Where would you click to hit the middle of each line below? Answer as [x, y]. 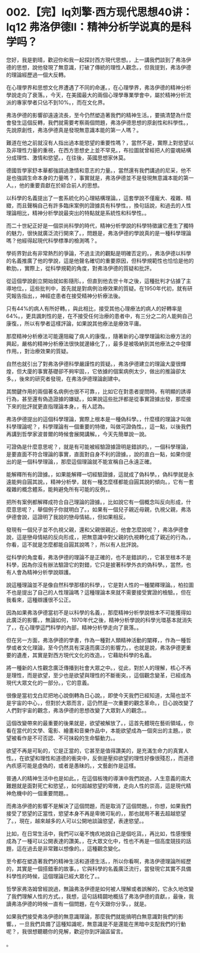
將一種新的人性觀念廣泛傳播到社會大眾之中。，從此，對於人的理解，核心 [93, 667]
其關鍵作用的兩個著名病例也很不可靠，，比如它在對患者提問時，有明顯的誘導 [99, 391]
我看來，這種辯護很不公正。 [40, 600]
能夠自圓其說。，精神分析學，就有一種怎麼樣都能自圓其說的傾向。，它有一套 [102, 482]
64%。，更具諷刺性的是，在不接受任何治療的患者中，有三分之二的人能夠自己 [99, 316]
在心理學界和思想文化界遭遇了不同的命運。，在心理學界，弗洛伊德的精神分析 [99, 87]
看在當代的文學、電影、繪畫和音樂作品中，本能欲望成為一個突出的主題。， [96, 730]
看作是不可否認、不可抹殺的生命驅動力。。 [67, 738]
